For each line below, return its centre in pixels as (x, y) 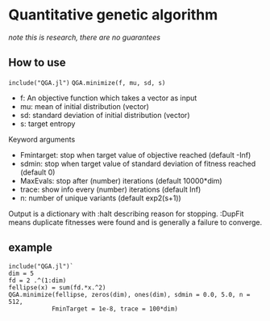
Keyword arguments (42, 139)
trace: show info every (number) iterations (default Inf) (110, 189)
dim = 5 (21, 273)
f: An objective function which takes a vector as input (108, 98)
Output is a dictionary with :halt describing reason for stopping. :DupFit (126, 213)
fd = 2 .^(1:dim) (37, 281)
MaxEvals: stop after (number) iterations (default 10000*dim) (121, 180)
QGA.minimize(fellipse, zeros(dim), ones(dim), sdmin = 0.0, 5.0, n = (129, 294)
